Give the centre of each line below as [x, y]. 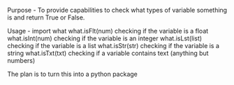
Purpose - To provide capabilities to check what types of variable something [117, 10]
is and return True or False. [46, 17]
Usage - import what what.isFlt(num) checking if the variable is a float [108, 31]
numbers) [21, 61]
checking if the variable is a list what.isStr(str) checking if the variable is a [114, 46]
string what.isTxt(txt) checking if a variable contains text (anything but [108, 53]
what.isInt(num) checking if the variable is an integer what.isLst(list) [105, 38]
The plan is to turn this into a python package [73, 74]
